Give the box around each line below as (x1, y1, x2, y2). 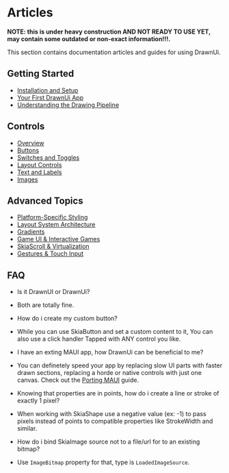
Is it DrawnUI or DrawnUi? (16, 288, 90, 296)
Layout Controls (16, 160, 62, 169)
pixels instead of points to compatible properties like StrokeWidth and (16, 417, 213, 426)
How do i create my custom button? (16, 314, 118, 323)
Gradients (16, 228, 45, 236)
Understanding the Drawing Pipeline (16, 101, 120, 109)
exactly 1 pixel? (16, 396, 60, 405)
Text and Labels (16, 168, 62, 176)
